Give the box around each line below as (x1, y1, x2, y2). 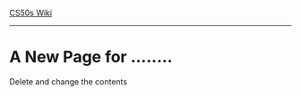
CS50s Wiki (9, 8, 52, 18)
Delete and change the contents (9, 76, 128, 87)
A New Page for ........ (9, 47, 173, 68)
